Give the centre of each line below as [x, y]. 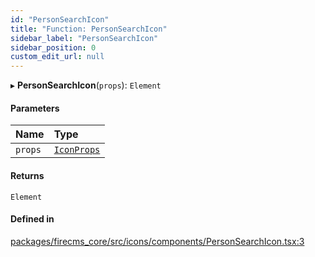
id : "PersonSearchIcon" [60, 19]
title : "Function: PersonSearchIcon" [89, 29]
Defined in [32, 219]
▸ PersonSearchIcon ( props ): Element [86, 85]
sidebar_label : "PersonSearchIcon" [84, 38]
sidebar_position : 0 [53, 47]
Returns [27, 175]
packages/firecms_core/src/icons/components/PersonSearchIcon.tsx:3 [157, 241]
